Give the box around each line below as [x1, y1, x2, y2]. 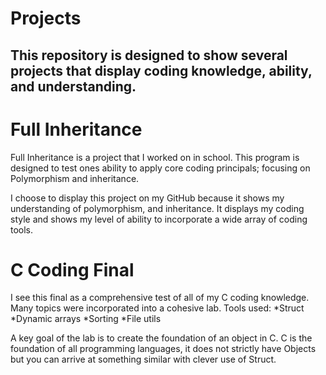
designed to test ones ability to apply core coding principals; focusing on [10, 162, 311, 174]
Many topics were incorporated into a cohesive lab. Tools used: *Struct [10, 302, 305, 314]
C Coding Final [10, 258, 135, 281]
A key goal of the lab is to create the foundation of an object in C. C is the [10, 332, 313, 344]
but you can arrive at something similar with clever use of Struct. [10, 353, 277, 366]
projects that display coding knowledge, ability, [10, 62, 313, 79]
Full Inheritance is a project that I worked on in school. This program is [10, 151, 300, 163]
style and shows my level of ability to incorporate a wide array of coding [10, 213, 308, 225]
